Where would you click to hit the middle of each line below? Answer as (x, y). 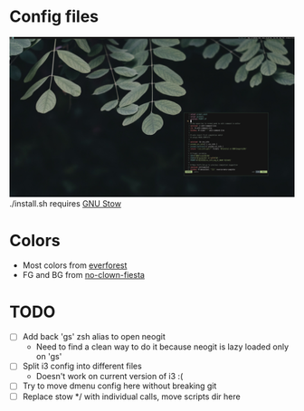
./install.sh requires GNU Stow (66, 204)
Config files (54, 17)
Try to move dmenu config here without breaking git (119, 386)
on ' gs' (49, 357)
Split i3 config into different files (82, 366)
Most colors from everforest (75, 265)
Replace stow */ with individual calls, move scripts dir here (132, 397)
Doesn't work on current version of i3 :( (109, 377)
